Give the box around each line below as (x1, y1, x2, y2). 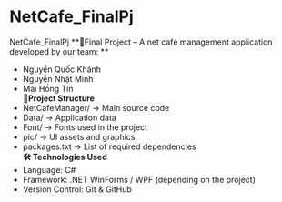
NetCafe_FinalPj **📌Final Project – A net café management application (9, 36, 273, 47)
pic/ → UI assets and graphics (22, 131, 136, 142)
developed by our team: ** (9, 45, 109, 56)
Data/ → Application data (22, 112, 116, 123)
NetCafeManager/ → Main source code (22, 102, 170, 113)
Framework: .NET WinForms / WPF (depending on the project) (22, 174, 257, 185)
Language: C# (22, 164, 76, 175)
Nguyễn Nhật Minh (22, 73, 94, 84)
